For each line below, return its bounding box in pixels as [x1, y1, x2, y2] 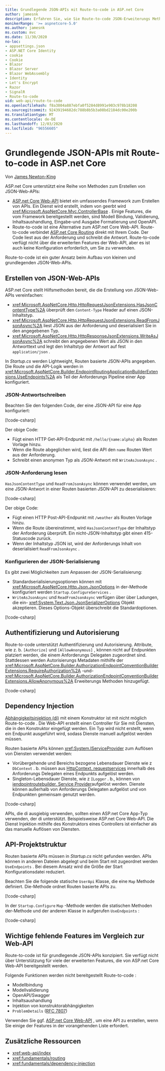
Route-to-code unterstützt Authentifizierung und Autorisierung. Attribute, [5, 642, 153, 648]
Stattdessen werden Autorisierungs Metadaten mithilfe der [5, 657, 124, 663]
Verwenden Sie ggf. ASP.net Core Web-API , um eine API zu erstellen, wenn [5, 1017, 159, 1023]
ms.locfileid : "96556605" [5, 126, 58, 131]
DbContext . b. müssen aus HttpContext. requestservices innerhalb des [12, 765, 155, 771]
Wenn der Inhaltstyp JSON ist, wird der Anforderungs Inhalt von [12, 540, 141, 546]
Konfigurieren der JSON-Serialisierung [5, 558, 100, 565]
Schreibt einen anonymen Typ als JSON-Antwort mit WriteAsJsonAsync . [12, 457, 157, 463]
